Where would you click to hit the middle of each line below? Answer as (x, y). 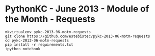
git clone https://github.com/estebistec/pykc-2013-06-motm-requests (78, 36)
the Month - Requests (50, 19)
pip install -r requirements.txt (39, 44)
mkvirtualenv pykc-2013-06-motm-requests (48, 32)
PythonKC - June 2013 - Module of (77, 9)
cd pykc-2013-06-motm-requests (37, 40)
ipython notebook (23, 49)
